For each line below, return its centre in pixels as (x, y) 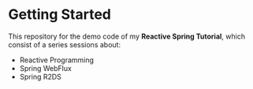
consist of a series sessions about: (64, 44)
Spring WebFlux (46, 68)
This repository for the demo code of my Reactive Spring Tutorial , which (127, 36)
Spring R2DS (40, 76)
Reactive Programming (57, 60)
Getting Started (60, 15)
